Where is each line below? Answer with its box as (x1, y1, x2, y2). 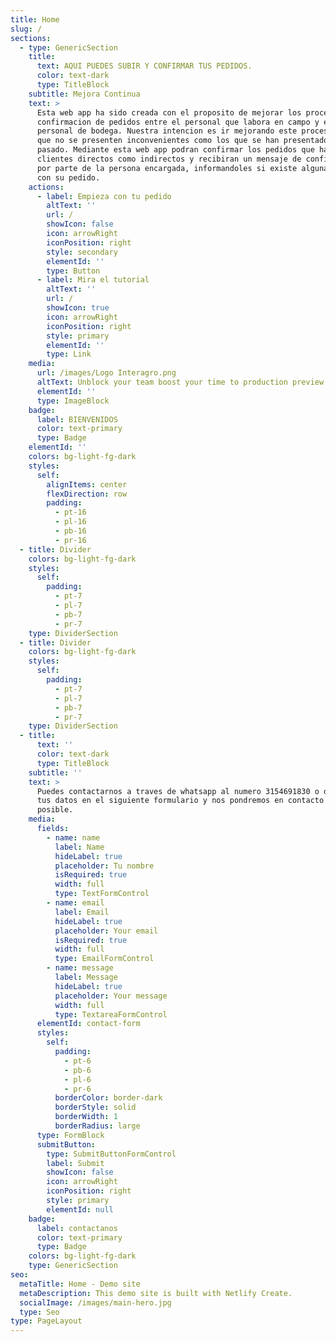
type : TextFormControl (54, 889, 150, 899)
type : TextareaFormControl (54, 1009, 168, 1020)
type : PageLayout (10, 1316, 83, 1326)
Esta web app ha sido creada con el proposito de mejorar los (36, 107, 302, 118)
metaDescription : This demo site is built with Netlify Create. (19, 1288, 293, 1298)
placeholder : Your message (54, 991, 168, 1001)
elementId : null (46, 1204, 114, 1215)
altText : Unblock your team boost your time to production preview (36, 377, 325, 387)
